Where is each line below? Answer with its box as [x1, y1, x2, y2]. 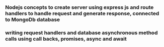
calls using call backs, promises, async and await [5, 35, 127, 42]
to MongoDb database [5, 16, 60, 23]
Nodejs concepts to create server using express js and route [5, 4, 154, 11]
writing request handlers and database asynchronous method [5, 29, 158, 36]
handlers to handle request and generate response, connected [5, 10, 160, 17]
